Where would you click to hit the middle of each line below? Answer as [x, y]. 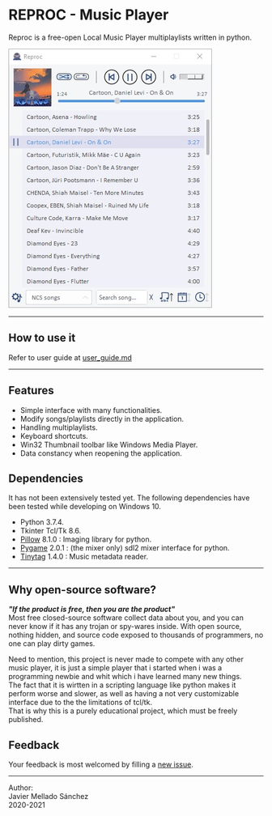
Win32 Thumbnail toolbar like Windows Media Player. [109, 444]
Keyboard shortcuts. [54, 436]
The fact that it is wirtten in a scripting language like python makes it [122, 685]
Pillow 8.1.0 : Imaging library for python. [86, 539]
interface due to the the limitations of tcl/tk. [80, 703]
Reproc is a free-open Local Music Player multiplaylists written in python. [130, 37]
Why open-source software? [82, 590]
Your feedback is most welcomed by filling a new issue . [101, 764]
